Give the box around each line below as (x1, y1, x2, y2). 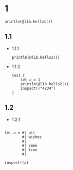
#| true (22, 147, 37, 152)
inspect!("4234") (20, 86, 55, 91)
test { (11, 73, 25, 78)
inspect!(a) (4, 160, 29, 165)
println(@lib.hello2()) (20, 81, 69, 86)
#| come (22, 143, 37, 148)
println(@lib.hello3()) (11, 55, 60, 60)
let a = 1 (20, 77, 40, 82)
